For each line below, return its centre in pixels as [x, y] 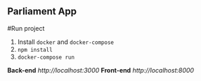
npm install [35, 50]
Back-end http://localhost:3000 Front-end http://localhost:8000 [101, 70]
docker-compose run [46, 57]
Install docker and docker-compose [66, 42]
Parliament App [42, 12]
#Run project [26, 28]
